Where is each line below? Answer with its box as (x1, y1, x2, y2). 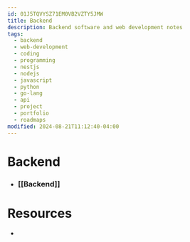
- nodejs (14, 70, 40, 77)
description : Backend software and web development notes (7, 23, 183, 31)
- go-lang (14, 90, 43, 97)
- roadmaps (14, 116, 46, 123)
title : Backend (7, 17, 53, 24)
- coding (14, 51, 40, 58)
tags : (7, 30, 23, 38)
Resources (7, 205, 73, 221)
